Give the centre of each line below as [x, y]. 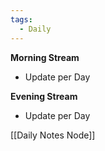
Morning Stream [45, 57]
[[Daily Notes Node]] [53, 135]
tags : [21, 19]
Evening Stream [44, 96]
